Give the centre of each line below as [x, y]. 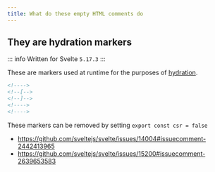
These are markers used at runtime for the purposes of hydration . [103, 73]
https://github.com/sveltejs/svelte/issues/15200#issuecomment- [111, 153]
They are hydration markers [70, 42]
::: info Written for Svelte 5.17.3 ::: [56, 59]
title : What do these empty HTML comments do [75, 14]
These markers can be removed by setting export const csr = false [107, 125]
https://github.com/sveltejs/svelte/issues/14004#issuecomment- [112, 138]
